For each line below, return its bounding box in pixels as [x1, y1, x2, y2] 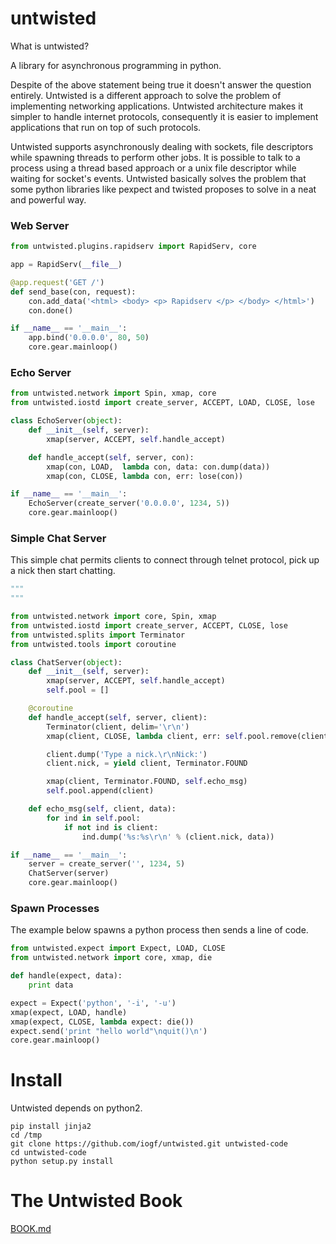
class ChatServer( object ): [10, 657, 123, 667]
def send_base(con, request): [10, 287, 137, 297]
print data [28, 980, 74, 990]
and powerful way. [10, 193, 87, 206]
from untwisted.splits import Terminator [10, 630, 186, 640]
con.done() [28, 305, 74, 316]
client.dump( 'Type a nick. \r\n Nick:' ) [46, 749, 208, 759]
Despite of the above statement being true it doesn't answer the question [10, 78, 312, 91]
